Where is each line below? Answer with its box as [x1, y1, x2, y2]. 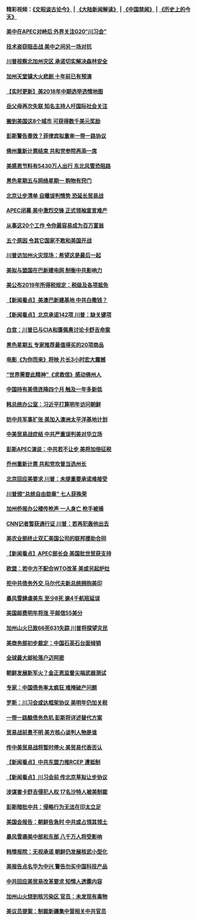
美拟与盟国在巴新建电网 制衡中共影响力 [6, 266, 103, 274]
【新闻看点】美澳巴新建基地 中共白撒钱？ [6, 296, 108, 304]
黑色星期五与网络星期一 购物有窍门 [6, 177, 92, 184]
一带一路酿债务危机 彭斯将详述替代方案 [6, 714, 103, 721]
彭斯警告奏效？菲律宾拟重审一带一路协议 [6, 133, 106, 140]
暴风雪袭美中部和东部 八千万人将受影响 [6, 833, 103, 840]
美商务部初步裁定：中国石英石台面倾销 [6, 639, 101, 646]
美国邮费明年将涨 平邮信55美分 [6, 609, 83, 617]
